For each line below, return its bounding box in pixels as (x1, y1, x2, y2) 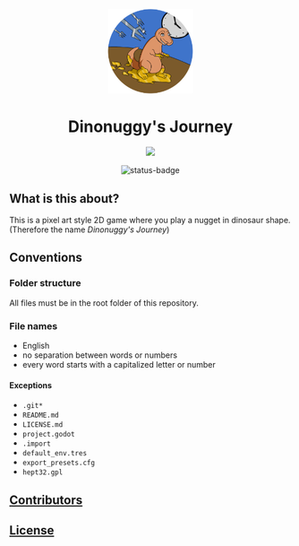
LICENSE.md (21, 420, 64, 429)
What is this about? (9, 191, 120, 206)
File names (9, 319, 58, 332)
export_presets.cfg (21, 458, 96, 468)
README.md (21, 411, 60, 420)
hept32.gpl (21, 468, 64, 477)
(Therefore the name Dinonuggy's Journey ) (9, 224, 170, 235)
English (21, 340, 50, 351)
